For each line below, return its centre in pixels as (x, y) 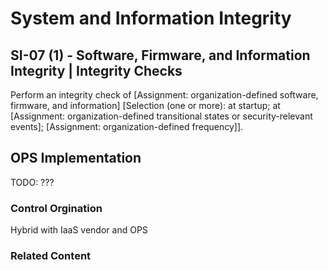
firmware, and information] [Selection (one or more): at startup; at (145, 105)
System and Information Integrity (151, 18)
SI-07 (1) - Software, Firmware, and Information (160, 55)
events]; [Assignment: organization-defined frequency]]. (127, 126)
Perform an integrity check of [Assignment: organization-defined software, (164, 95)
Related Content (51, 256)
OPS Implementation (76, 158)
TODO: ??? (32, 182)
